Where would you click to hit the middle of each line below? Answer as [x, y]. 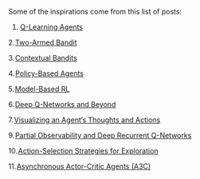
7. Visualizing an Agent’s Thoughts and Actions [84, 120]
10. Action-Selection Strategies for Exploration [83, 151]
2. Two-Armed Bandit [43, 42]
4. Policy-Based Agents [46, 74]
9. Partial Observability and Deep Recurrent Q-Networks [100, 135]
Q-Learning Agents [51, 27]
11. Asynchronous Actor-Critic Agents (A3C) [80, 166]
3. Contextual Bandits [43, 58]
